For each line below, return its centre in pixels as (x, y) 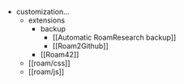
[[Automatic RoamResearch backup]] (114, 37)
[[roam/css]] (49, 63)
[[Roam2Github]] (80, 46)
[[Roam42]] (60, 55)
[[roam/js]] (46, 71)
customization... (43, 12)
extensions (47, 20)
